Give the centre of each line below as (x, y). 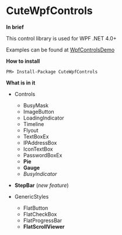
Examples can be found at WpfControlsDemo (60, 50)
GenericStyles (32, 196)
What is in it (21, 83)
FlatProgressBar (43, 220)
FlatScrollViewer (44, 226)
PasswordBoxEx (43, 155)
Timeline (34, 124)
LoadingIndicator (43, 118)
